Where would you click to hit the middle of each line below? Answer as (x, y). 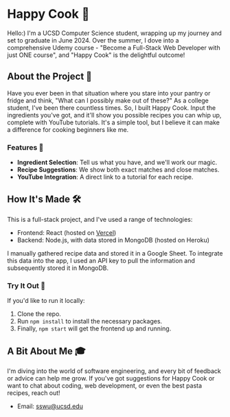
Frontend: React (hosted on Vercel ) (67, 232)
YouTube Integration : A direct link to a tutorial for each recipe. (105, 177)
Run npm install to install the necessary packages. (90, 322)
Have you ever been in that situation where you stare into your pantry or (109, 93)
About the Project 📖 (50, 77)
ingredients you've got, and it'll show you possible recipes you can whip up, (114, 115)
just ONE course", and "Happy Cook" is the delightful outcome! (96, 55)
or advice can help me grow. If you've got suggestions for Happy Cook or (111, 378)
